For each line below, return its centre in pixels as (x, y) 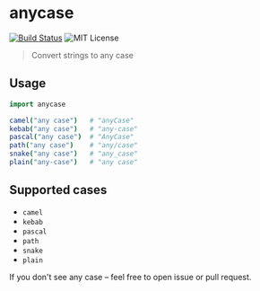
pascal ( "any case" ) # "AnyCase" (72, 137)
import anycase (38, 104)
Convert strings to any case (82, 55)
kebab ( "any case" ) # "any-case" (74, 128)
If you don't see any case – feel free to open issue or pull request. (130, 277)
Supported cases (58, 190)
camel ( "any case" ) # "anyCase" (72, 120)
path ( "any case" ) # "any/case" (74, 145)
